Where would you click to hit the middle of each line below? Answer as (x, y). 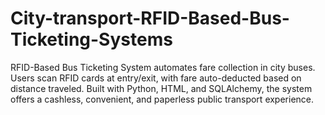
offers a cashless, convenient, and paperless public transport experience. (162, 99)
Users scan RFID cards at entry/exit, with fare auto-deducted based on (156, 78)
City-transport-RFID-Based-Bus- (150, 18)
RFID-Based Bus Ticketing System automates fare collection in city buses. (163, 67)
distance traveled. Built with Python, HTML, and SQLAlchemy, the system (161, 88)
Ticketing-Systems (91, 39)
